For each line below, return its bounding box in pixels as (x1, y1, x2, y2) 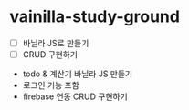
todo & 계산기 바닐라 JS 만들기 (22, 68, 133, 79)
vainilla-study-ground (9, 6, 181, 27)
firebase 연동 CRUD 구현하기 (22, 91, 128, 102)
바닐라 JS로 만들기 (22, 37, 89, 48)
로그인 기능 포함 (22, 80, 79, 91)
